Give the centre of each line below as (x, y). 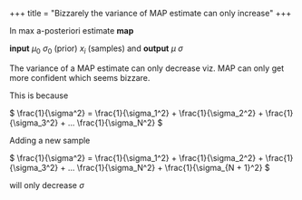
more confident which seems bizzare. (80, 77)
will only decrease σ (47, 185)
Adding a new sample (50, 140)
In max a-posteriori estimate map (72, 30)
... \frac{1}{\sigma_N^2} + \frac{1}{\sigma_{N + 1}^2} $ (169, 167)
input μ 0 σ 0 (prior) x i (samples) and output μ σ (97, 49)
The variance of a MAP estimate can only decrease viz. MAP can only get (146, 68)
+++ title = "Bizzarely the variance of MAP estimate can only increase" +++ (151, 13)
